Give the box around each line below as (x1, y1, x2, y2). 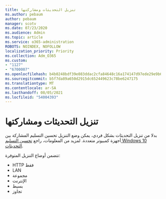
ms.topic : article (5, 35, 43, 40)
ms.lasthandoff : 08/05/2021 (5, 90, 63, 95)
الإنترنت (12, 178, 27, 184)
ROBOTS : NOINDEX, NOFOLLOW (5, 44, 61, 49)
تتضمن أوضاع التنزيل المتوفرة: (5, 152, 61, 158)
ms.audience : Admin (5, 30, 45, 35)
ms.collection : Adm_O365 (5, 53, 56, 58)
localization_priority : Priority (5, 49, 74, 53)
